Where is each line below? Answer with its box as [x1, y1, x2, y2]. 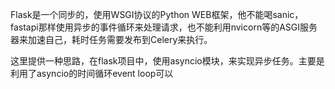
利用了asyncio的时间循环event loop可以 [10, 68, 174, 79]
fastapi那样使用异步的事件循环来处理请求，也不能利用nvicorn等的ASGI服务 [10, 21, 318, 33]
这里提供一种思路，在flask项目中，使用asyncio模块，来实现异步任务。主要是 [10, 55, 325, 67]
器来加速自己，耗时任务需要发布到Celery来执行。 [10, 34, 213, 45]
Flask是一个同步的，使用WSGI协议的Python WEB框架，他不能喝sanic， [10, 9, 304, 20]
